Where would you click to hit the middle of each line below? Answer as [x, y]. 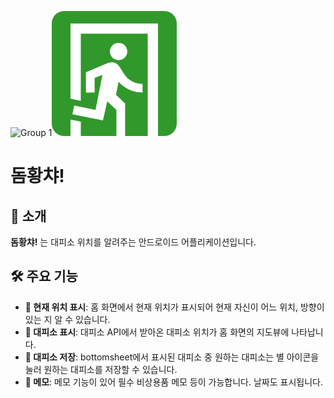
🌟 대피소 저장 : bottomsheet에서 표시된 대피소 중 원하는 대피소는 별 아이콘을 [172, 357]
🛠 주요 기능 [44, 276]
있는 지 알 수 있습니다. [67, 319]
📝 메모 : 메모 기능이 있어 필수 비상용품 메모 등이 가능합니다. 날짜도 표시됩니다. [173, 382]
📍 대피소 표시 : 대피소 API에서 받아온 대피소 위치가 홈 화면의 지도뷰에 [157, 332]
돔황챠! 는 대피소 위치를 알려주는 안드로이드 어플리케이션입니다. [133, 242]
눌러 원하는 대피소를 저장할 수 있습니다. [101, 369]
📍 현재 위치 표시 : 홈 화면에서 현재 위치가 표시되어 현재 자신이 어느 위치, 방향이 [174, 307]
